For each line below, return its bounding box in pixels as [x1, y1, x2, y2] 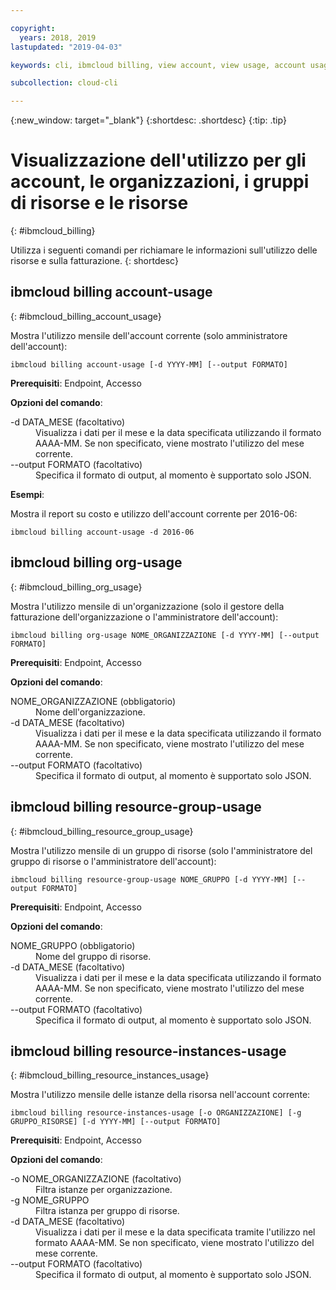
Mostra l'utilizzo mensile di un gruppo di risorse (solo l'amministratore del [10, 844, 313, 856]
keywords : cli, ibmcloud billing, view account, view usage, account [10, 60, 307, 70]
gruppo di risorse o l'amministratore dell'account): [10, 855, 217, 867]
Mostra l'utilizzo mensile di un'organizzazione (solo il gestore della [10, 600, 285, 612]
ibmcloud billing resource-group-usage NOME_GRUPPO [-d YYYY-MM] [10, 874, 288, 885]
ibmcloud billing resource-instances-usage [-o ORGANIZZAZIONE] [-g [10, 1108, 302, 1118]
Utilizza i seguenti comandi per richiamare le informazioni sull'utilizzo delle [10, 244, 318, 256]
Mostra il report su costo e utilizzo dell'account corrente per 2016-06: [10, 507, 298, 520]
